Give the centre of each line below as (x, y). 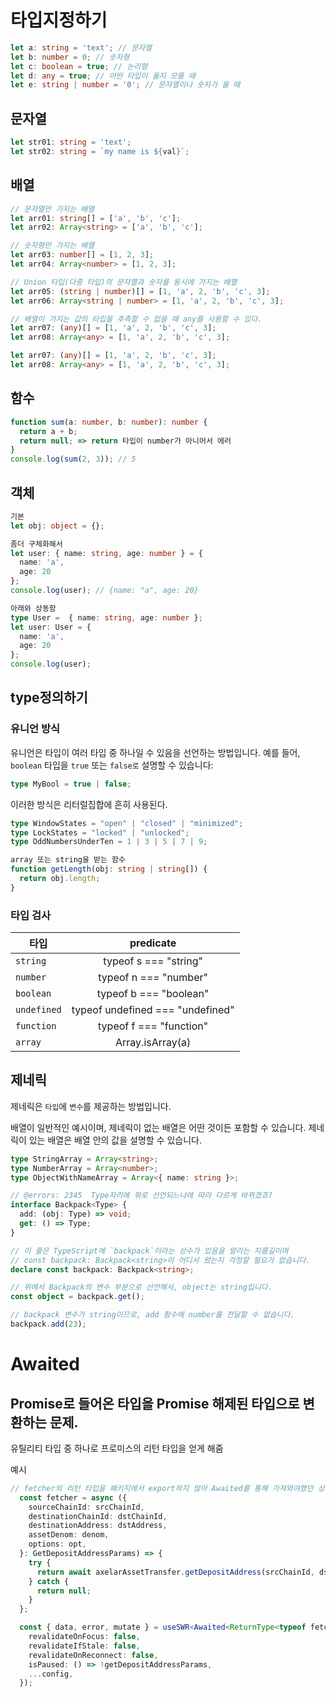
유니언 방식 (35, 729)
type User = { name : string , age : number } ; (106, 617)
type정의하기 (49, 697)
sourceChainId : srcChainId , (86, 1507)
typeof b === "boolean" (153, 994)
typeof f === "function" (153, 1026)
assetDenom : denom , (69, 1535)
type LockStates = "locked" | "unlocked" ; (100, 832)
